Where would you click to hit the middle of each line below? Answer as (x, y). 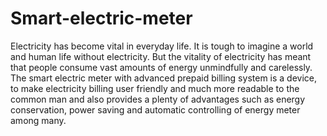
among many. (38, 120)
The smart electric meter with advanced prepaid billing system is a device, (164, 78)
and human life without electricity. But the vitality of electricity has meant (161, 56)
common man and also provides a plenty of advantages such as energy (158, 99)
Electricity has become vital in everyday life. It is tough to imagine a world (162, 46)
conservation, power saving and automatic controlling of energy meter (155, 109)
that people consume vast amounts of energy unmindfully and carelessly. (161, 67)
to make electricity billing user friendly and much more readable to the (155, 88)
